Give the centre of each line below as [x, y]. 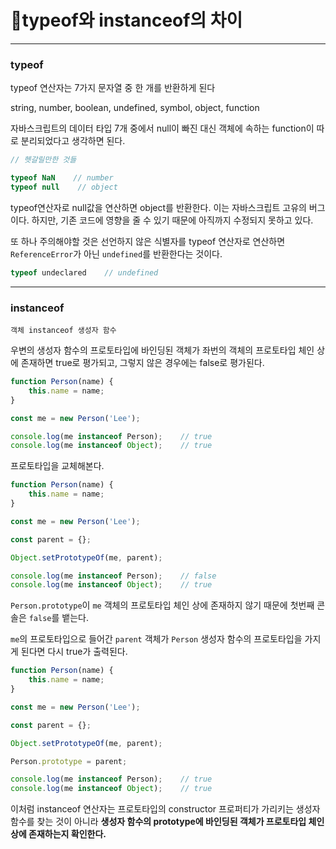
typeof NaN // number [62, 178]
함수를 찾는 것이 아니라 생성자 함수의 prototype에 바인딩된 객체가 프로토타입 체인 [167, 822]
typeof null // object [64, 187]
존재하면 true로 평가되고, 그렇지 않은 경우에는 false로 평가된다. [142, 363]
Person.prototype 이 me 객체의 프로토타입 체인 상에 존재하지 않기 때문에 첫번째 [162, 605]
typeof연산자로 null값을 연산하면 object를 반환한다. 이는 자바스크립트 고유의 [158, 207]
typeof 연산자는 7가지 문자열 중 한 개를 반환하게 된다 [113, 88]
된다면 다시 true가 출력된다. [74, 652]
